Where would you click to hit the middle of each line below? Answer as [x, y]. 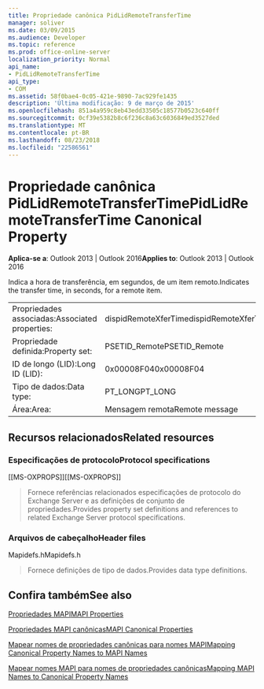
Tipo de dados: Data [48, 387]
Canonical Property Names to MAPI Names [78, 653]
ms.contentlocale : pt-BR [49, 132]
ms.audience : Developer [47, 37]
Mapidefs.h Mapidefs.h [44, 555]
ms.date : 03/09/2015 [42, 30]
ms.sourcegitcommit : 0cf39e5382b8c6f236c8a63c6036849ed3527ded [114, 118]
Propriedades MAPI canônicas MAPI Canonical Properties [101, 629]
